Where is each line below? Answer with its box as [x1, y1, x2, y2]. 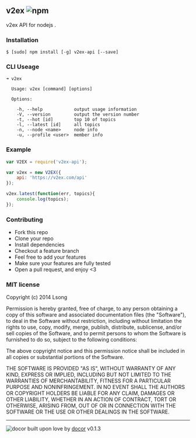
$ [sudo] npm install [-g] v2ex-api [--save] [6, 49, 118, 55]
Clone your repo [14, 235, 54, 242]
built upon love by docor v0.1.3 [27, 425, 101, 432]
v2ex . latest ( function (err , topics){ [6, 191, 95, 197]
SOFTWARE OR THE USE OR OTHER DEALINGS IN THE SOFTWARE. [6, 408, 170, 415]
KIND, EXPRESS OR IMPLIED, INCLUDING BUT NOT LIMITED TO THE [6, 371, 171, 378]
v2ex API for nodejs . [6, 21, 57, 28]
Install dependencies [14, 241, 65, 248]
